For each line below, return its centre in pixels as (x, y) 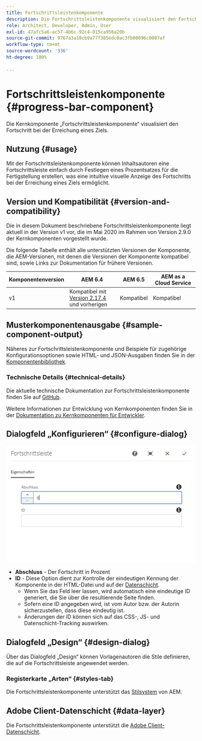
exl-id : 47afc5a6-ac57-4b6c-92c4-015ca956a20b (66, 32)
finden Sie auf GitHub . (34, 397)
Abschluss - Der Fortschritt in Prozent (62, 572)
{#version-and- (140, 202)
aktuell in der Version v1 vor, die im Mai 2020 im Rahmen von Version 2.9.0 (99, 232)
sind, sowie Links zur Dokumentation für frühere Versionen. (80, 263)
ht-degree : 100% (26, 57)
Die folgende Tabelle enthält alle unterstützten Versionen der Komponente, (99, 250)
